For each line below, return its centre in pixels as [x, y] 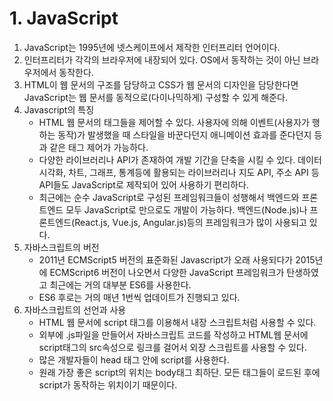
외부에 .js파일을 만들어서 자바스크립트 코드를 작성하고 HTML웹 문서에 [173, 334]
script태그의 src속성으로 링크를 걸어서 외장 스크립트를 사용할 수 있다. [172, 347]
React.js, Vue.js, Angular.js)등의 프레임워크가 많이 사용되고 [190, 222]
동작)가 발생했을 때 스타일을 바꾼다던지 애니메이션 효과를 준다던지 [184, 134]
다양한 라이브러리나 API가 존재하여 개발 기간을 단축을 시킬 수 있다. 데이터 [180, 159]
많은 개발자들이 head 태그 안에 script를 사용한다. [134, 359]
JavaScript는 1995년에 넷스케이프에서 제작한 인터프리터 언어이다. [152, 47]
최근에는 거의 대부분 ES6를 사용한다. [120, 284]
